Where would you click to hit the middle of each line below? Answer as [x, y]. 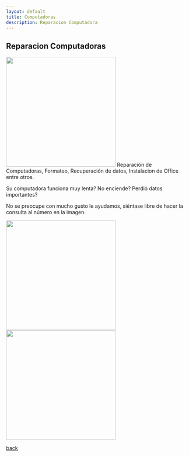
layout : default [26, 11]
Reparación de [134, 165]
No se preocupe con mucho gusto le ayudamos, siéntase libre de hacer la [95, 206]
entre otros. [20, 177]
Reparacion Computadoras [56, 46]
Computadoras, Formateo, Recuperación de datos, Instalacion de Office [92, 171]
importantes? [22, 195]
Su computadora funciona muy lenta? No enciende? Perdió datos [84, 188]
